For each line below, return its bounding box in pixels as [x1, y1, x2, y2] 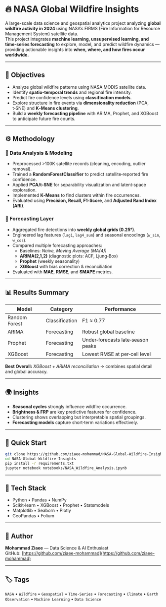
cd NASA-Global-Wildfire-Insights [5, 456, 77, 462]
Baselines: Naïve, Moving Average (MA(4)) [19, 247, 107, 253]
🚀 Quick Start [5, 438, 47, 447]
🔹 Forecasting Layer [5, 215, 54, 222]
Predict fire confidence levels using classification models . [12, 94, 132, 100]
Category [50, 305, 73, 312]
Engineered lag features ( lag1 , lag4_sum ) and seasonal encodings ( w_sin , [12, 232, 161, 238]
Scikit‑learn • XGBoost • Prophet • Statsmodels [12, 502, 110, 508]
